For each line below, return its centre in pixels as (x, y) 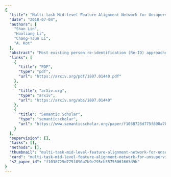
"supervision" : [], (30, 138)
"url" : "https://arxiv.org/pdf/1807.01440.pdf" (70, 77)
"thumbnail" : (23, 153)
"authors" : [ (23, 24)
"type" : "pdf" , (34, 72)
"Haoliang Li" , (30, 34)
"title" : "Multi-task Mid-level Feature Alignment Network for (78, 15)
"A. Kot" (23, 43)
